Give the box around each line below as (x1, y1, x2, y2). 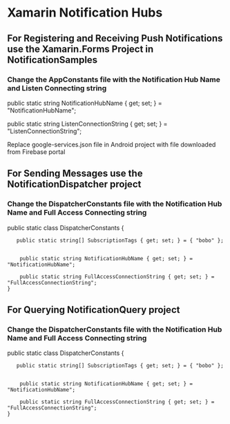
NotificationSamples (7, 54, 98, 66)
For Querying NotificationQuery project (7, 304, 180, 316)
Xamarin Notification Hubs (7, 5, 163, 21)
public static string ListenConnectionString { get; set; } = (7, 119, 168, 128)
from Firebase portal (7, 147, 66, 156)
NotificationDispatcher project (7, 178, 142, 191)
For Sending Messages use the (7, 168, 143, 180)
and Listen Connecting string (7, 83, 107, 93)
